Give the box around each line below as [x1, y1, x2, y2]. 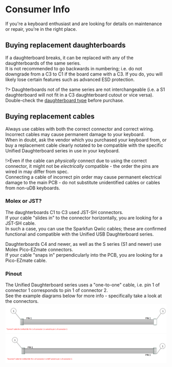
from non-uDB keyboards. [5, 185, 60, 191]
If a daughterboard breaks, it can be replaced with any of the [5, 54, 134, 61]
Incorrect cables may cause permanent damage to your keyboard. [5, 131, 145, 137]
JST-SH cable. [5, 220, 36, 226]
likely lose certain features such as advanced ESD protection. [5, 76, 135, 83]
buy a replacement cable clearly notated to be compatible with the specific [5, 142, 163, 148]
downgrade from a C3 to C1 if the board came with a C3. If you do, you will [5, 71, 163, 77]
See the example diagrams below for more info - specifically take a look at [5, 293, 162, 299]
